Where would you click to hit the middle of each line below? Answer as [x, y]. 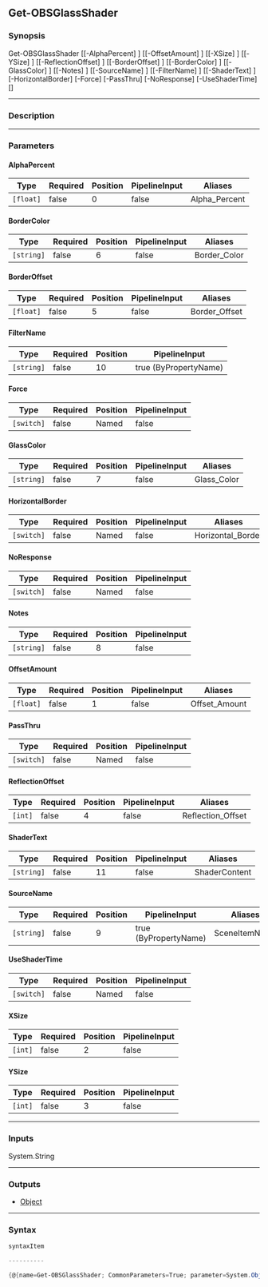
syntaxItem [26, 1246]
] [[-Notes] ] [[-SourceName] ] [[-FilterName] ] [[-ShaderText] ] [153, 70]
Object [31, 1201]
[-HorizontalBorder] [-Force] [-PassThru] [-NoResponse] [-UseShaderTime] [133, 78]
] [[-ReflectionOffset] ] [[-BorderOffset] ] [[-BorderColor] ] [126, 62]
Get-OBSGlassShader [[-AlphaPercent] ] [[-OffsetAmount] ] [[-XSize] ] [124, 53]
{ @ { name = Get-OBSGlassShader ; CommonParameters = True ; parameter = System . [130, 1275]
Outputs [25, 1184]
